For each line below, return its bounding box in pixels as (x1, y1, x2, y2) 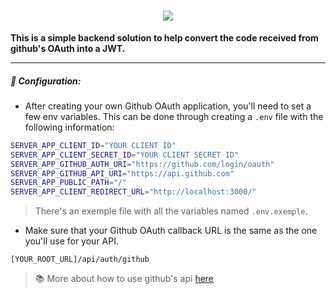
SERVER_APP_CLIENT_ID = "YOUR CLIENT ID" (10, 140, 177, 150)
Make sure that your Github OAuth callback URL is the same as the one (24, 225, 318, 237)
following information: (24, 121, 115, 133)
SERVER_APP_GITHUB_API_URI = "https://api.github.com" (10, 168, 235, 179)
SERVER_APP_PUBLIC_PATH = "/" (10, 178, 128, 188)
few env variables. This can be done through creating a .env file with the (24, 110, 324, 122)
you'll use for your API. (24, 235, 119, 247)
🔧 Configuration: (10, 75, 82, 87)
